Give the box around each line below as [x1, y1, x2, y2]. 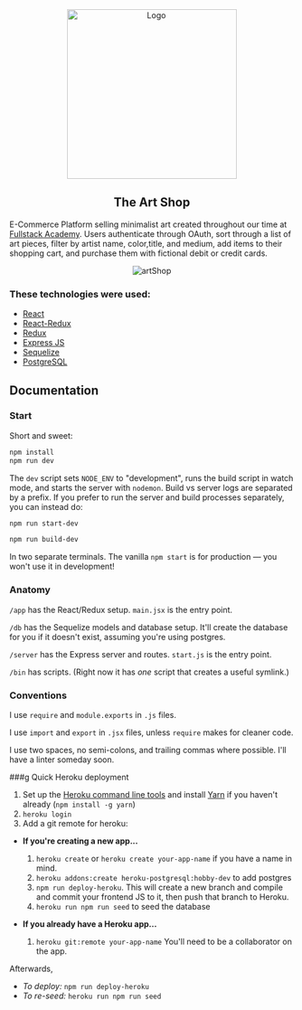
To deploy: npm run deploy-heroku [22, 980, 150, 991]
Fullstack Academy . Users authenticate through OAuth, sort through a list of [9, 228, 292, 239]
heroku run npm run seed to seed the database [35, 901, 211, 911]
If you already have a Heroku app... [22, 918, 157, 930]
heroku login [22, 809, 72, 819]
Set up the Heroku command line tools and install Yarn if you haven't [22, 788, 278, 799]
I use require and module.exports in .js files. [9, 709, 176, 720]
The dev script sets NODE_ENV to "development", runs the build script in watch [9, 472, 294, 483]
